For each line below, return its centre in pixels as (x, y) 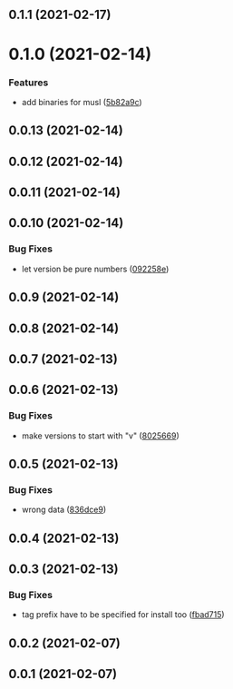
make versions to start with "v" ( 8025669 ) (100, 436)
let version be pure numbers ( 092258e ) (95, 269)
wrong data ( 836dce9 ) (63, 510)
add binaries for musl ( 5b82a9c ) (82, 102)
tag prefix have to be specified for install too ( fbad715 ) (123, 615)
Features (29, 83)
